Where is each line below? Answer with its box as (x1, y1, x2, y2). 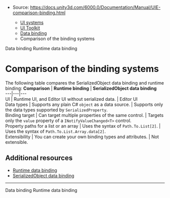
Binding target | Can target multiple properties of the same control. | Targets (5, 112, 164, 118)
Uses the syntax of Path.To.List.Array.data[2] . (5, 128, 106, 134)
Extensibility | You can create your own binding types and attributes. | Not (5, 134, 159, 140)
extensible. (5, 139, 28, 145)
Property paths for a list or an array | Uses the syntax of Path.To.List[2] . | (5, 123, 161, 129)
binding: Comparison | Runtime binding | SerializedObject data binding (5, 85, 157, 91)
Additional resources (5, 154, 73, 163)
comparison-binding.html (12, 10, 66, 16)
